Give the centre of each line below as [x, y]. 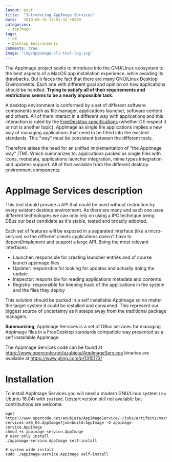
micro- [155, 231]
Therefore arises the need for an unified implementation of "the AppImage [84, 148]
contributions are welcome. [34, 404]
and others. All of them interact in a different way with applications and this [84, 116]
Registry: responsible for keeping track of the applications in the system [89, 285]
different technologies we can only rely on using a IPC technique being [80, 216]
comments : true [21, 48]
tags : [11, 34]
